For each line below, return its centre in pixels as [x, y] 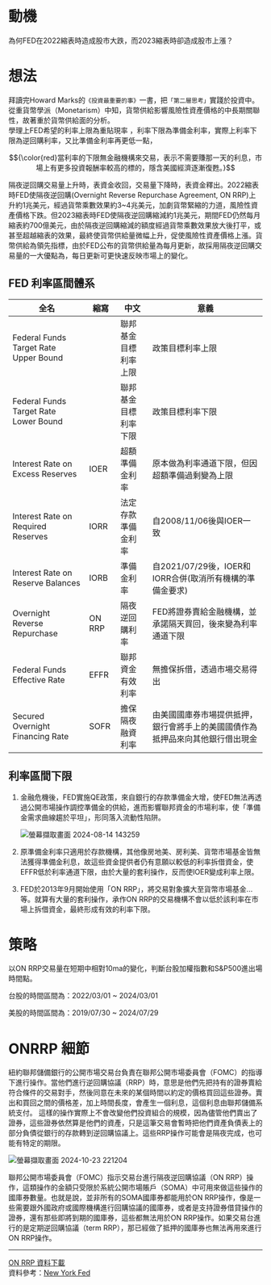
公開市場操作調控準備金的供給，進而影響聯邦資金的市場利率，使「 [137, 807]
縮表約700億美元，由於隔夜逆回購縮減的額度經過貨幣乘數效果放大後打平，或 [135, 225]
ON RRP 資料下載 [37, 1263]
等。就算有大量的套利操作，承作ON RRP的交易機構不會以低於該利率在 [135, 899]
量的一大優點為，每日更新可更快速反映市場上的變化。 [103, 255]
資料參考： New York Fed [50, 1273]
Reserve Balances [46, 582]
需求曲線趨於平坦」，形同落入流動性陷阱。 [96, 817]
